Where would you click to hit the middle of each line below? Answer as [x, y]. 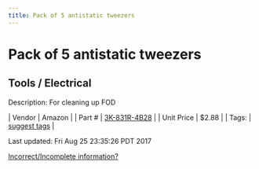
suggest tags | [31, 126]
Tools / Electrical [50, 83]
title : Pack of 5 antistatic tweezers [71, 15]
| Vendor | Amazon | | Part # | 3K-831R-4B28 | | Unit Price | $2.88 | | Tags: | [130, 117]
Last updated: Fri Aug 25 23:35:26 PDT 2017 [80, 141]
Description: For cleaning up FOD [62, 102]
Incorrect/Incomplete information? [64, 156]
